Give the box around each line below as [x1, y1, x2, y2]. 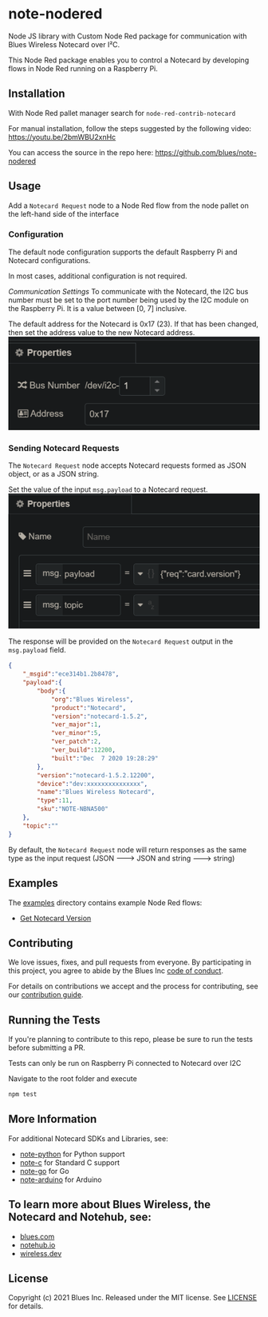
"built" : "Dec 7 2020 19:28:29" [50, 754, 159, 762]
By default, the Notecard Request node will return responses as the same [8, 844, 247, 854]
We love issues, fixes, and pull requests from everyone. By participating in [8, 957, 252, 968]
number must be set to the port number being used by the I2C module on [8, 295, 249, 305]
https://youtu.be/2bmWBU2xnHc [8, 132, 116, 142]
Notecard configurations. [8, 255, 91, 265]
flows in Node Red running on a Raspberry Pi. [8, 63, 158, 73]
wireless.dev [19, 1248, 62, 1258]
